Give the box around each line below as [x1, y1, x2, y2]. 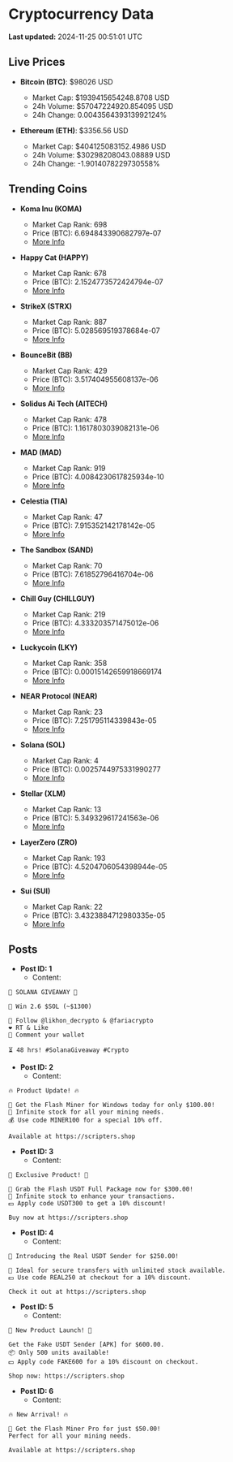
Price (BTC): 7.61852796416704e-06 [32, 569, 154, 579]
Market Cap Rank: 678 [32, 268, 108, 278]
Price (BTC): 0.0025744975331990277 [32, 764, 162, 774]
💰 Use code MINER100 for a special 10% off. [8, 1116, 163, 1125]
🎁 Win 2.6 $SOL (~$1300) [8, 1002, 92, 1011]
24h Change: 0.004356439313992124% [32, 110, 167, 119]
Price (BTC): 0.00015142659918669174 [32, 667, 163, 677]
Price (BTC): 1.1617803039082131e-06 [32, 423, 159, 433]
